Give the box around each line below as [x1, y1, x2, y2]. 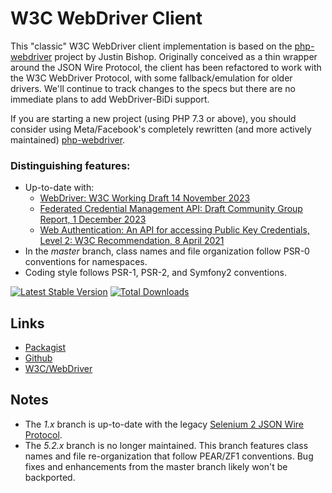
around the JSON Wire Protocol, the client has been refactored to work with [10, 61, 322, 73]
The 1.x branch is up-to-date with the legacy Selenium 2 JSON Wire [24, 418, 304, 430]
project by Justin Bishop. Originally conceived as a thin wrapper [54, 50, 318, 62]
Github [24, 352, 53, 364]
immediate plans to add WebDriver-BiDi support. [10, 93, 210, 105]
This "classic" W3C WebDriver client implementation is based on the [10, 40, 293, 52]
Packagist [24, 342, 67, 354]
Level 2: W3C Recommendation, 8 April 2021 [39, 235, 225, 247]
